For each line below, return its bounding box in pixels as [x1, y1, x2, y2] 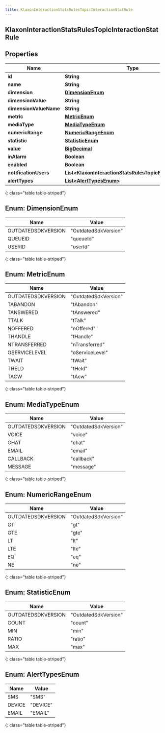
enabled [7, 161, 27, 168]
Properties [5, 50, 38, 58]
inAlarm [7, 153, 27, 160]
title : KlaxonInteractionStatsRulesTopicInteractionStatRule [5, 7, 133, 12]
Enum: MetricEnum [5, 270, 65, 279]
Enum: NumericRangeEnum [5, 490, 92, 499]
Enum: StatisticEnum [5, 588, 71, 597]
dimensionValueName [7, 105, 60, 112]
